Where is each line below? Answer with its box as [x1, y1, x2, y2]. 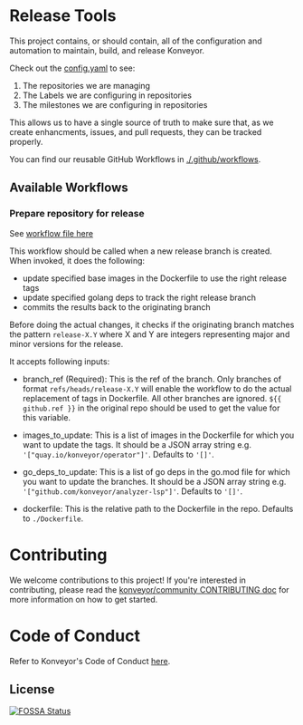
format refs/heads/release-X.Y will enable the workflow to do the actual [22, 382, 292, 394]
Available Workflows [9, 180, 128, 196]
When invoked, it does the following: [9, 255, 146, 266]
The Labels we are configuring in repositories [22, 90, 193, 101]
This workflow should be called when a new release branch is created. [9, 246, 273, 256]
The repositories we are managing [22, 80, 151, 91]
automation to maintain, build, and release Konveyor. [9, 44, 205, 55]
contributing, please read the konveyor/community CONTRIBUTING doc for [9, 584, 289, 594]
